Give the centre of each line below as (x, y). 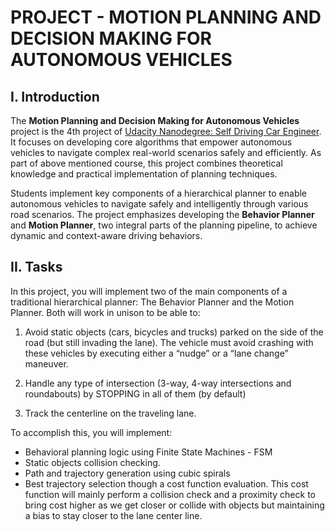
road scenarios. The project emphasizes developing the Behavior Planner (162, 214)
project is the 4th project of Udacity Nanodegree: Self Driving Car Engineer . (166, 131)
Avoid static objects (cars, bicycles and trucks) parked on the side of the (174, 332)
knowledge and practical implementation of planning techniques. (144, 174)
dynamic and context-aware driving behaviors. (106, 235)
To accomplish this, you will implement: (91, 432)
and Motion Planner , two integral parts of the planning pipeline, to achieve (164, 225)
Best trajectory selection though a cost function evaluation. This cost (166, 483)
